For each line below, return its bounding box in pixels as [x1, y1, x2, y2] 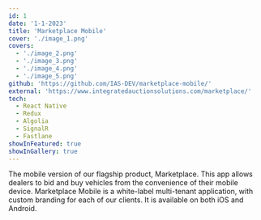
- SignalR [15, 125, 49, 133]
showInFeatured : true [8, 139, 82, 148]
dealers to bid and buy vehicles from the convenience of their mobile [8, 178, 239, 188]
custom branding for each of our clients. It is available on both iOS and [8, 195, 244, 205]
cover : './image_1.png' [8, 34, 89, 43]
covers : [8, 42, 35, 50]
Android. [8, 204, 37, 214]
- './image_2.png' [15, 49, 79, 57]
